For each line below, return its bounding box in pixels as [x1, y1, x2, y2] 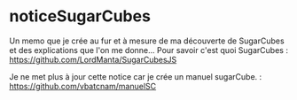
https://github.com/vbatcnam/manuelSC [9, 81, 157, 91]
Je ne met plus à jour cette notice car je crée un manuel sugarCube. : [9, 71, 262, 81]
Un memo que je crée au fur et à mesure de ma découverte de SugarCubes [9, 35, 285, 46]
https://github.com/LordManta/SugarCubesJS [9, 54, 177, 65]
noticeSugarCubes [9, 6, 151, 27]
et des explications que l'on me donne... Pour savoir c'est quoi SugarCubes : [9, 44, 288, 55]
